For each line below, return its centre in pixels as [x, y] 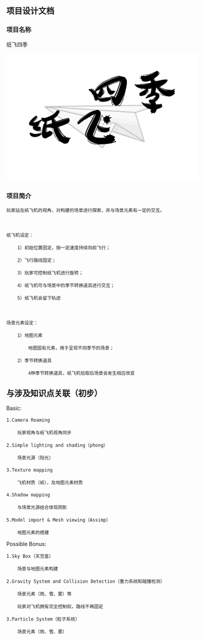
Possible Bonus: [26, 544]
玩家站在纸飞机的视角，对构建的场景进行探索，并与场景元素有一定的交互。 [86, 210]
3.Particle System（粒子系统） [43, 619]
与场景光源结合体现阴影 [42, 508]
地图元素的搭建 [33, 533]
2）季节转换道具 [35, 361]
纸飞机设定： [20, 235]
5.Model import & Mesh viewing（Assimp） [59, 520]
